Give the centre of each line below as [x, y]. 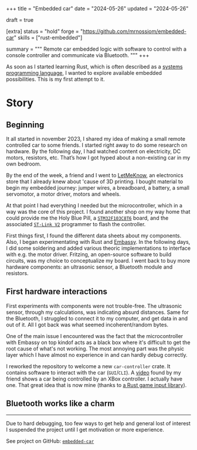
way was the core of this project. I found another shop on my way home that [98, 212]
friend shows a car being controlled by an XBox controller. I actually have [94, 379]
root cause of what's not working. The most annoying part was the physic [95, 348]
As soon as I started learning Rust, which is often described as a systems [94, 67]
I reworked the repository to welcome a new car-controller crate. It [88, 366]
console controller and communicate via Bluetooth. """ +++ [78, 55]
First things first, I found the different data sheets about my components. [94, 236]
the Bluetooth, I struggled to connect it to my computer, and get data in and [97, 318]
